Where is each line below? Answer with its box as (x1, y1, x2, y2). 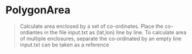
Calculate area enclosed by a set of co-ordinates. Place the (19, 23, 164, 30)
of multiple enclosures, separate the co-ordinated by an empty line (19, 35, 182, 42)
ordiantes (19, 28, 43, 35)
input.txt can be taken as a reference (19, 41, 109, 48)
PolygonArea (5, 3, 71, 17)
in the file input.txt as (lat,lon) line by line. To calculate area (44, 28, 187, 35)
